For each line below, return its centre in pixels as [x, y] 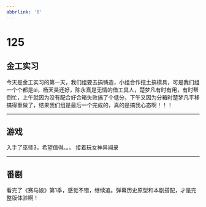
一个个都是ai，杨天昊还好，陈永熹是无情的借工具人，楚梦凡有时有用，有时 [100, 90]
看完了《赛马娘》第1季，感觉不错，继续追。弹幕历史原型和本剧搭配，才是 [99, 191]
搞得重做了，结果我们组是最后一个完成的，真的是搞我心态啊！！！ [90, 105]
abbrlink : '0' [25, 12]
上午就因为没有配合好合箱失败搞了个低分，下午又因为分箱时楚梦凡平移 [111, 97]
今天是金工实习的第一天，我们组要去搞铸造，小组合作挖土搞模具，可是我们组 [103, 82]
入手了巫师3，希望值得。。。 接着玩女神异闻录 [63, 148]
